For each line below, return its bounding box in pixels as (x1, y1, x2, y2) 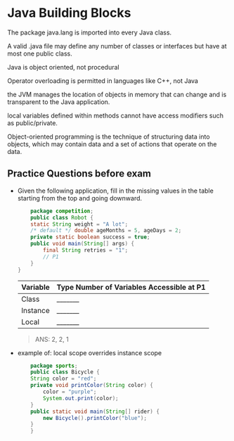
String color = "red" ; (30, 375, 97, 383)
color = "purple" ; (43, 388, 97, 395)
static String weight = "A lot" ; (30, 220, 129, 228)
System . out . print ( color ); (43, 395, 119, 402)
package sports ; (30, 362, 78, 369)
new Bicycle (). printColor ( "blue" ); (43, 414, 148, 421)
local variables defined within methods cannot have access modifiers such (7, 111, 223, 120)
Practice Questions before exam (7, 167, 152, 180)
